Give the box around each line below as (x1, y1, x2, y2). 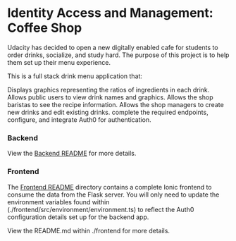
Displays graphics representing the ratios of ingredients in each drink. (7, 85, 210, 94)
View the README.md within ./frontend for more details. (7, 226, 170, 235)
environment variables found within (7, 197, 110, 206)
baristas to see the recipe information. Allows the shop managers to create (7, 100, 224, 109)
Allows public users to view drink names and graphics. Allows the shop (7, 93, 213, 101)
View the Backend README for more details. (7, 149, 137, 158)
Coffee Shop (7, 20, 82, 36)
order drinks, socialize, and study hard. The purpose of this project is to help (7, 51, 230, 59)
